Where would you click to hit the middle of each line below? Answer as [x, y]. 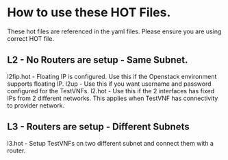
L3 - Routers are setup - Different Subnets [98, 127]
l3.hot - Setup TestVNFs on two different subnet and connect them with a [111, 143]
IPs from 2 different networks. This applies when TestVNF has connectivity [113, 98]
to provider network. [36, 105]
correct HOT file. [31, 38]
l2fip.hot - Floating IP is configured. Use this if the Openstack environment [112, 76]
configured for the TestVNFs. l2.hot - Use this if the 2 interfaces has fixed [111, 91]
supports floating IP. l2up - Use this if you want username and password [109, 84]
